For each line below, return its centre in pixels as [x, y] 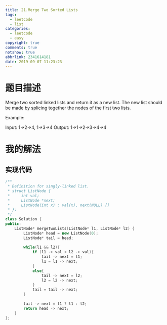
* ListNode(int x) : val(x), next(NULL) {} [58, 205]
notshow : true [20, 52]
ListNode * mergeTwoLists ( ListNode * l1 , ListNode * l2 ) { [75, 228]
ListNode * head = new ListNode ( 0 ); [61, 233]
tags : [11, 15]
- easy [17, 38]
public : [13, 224]
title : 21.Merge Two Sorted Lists [42, 10]
